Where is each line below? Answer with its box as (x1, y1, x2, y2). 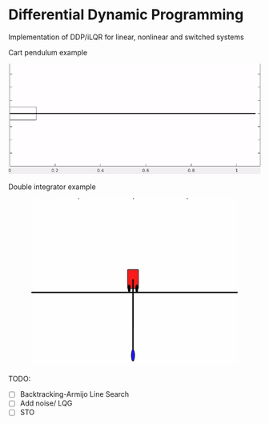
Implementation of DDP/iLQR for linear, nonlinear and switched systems (8, 32, 244, 42)
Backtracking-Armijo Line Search (19, 390, 130, 399)
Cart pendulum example (8, 47, 88, 57)
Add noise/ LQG (19, 398, 73, 408)
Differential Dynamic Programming (8, 6, 244, 24)
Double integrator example (8, 182, 96, 192)
